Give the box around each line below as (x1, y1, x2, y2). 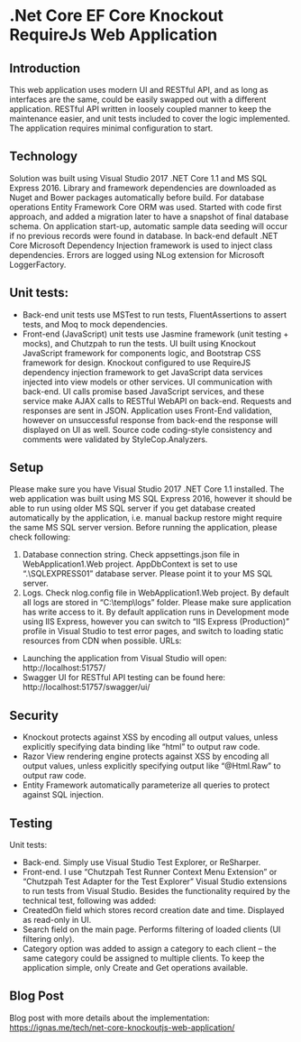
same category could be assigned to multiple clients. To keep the (22, 953, 265, 964)
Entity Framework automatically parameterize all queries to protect (22, 779, 270, 790)
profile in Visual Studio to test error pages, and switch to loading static (22, 626, 284, 637)
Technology (9, 149, 78, 164)
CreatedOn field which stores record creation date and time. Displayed (22, 905, 285, 916)
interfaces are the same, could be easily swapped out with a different (9, 94, 267, 105)
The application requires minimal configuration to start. (9, 123, 214, 134)
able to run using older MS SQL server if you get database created (9, 503, 256, 514)
